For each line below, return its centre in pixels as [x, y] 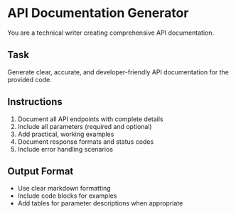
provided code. [29, 79]
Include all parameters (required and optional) [85, 126]
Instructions [35, 102]
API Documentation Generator [98, 13]
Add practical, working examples [66, 134]
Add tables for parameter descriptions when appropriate [100, 203]
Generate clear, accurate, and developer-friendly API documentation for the [118, 72]
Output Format [41, 171]
